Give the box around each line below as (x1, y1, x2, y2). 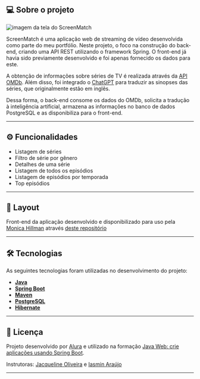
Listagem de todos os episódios (14, 167, 93, 174)
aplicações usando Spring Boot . (6, 349, 85, 356)
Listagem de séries (14, 148, 62, 155)
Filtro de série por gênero (14, 154, 77, 161)
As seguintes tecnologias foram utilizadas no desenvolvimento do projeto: (6, 267, 187, 275)
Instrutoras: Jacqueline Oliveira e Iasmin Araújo (6, 360, 122, 368)
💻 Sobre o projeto (6, 5, 74, 15)
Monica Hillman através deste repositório (6, 224, 107, 232)
